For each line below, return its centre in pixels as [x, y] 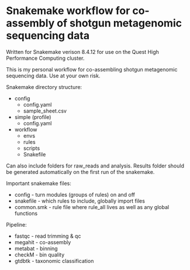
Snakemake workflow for [68, 11]
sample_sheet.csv [45, 111]
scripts [32, 148]
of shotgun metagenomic [119, 23]
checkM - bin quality [39, 254]
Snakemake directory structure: [44, 87]
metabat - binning [36, 248]
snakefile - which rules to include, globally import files [80, 201]
